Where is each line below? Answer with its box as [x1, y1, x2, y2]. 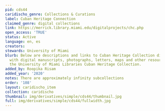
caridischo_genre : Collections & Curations [5, 12, 96, 17]
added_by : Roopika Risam [5, 67, 56, 72]
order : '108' [5, 80, 32, 85]
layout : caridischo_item [5, 84, 56, 90]
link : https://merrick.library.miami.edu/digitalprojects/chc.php [5, 26, 144, 30]
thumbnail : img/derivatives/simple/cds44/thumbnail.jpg [5, 94, 122, 99]
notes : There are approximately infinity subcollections [5, 76, 124, 81]
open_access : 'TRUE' [5, 30, 48, 35]
